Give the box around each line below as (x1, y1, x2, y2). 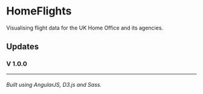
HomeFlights (6, 4, 72, 18)
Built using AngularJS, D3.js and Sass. (6, 81, 101, 89)
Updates (6, 42, 39, 52)
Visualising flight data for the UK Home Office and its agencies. (6, 24, 164, 31)
